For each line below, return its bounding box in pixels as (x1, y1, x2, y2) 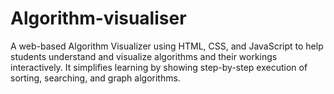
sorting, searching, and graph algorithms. (10, 72, 181, 84)
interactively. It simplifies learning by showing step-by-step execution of (10, 61, 308, 73)
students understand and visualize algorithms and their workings (10, 50, 278, 62)
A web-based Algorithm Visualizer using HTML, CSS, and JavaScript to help (10, 40, 324, 52)
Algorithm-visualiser (10, 7, 187, 30)
